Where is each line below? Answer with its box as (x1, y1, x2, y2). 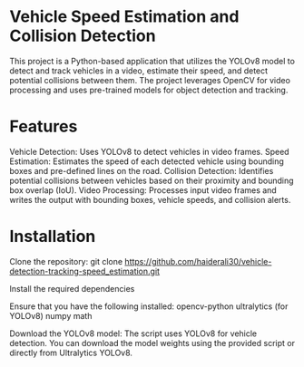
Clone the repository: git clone (9, 256, 123, 266)
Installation (9, 227, 96, 246)
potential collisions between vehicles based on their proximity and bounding (9, 175, 294, 186)
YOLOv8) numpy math (9, 310, 93, 321)
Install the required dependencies (9, 283, 135, 294)
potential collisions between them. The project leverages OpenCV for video (9, 74, 290, 85)
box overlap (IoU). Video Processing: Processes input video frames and (9, 184, 277, 196)
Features (9, 116, 78, 137)
